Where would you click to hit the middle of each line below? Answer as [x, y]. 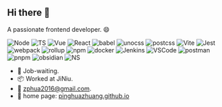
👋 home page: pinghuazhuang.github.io [73, 96]
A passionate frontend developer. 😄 [59, 29]
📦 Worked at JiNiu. [45, 78]
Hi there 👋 [29, 13]
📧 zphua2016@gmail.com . [54, 88]
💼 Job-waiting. [38, 70]
